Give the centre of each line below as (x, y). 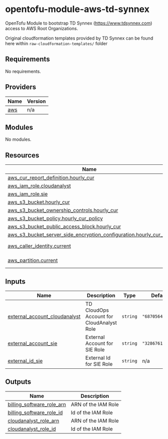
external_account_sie (32, 343)
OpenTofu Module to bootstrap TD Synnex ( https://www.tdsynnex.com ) (79, 23)
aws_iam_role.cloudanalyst (39, 186)
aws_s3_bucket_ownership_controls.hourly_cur (63, 210)
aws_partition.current (33, 261)
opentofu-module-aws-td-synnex (77, 9)
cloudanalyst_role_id (32, 428)
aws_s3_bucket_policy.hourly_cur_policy (55, 218)
